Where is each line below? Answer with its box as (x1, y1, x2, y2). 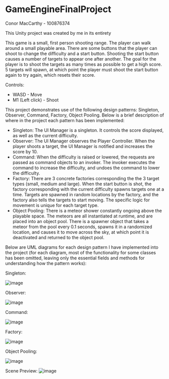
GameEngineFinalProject (5, 4, 111, 15)
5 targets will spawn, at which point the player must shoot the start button (5, 67, 158, 73)
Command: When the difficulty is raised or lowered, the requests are (12, 154, 155, 160)
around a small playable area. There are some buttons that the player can (5, 45, 157, 51)
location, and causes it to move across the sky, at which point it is (12, 229, 149, 235)
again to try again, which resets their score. (5, 72, 95, 78)
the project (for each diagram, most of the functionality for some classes (5, 249, 156, 255)
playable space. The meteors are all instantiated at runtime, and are (12, 213, 153, 219)
